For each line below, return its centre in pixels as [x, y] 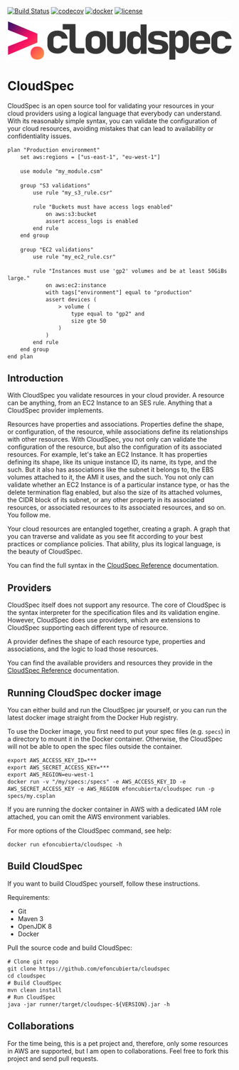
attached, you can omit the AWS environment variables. [89, 817]
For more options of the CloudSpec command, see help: [90, 831]
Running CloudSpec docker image [85, 693]
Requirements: [28, 897]
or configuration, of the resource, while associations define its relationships [118, 432]
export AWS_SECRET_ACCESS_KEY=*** [59, 768]
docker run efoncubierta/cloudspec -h [65, 845]
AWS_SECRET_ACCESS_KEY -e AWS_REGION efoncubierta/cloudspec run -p [111, 789]
